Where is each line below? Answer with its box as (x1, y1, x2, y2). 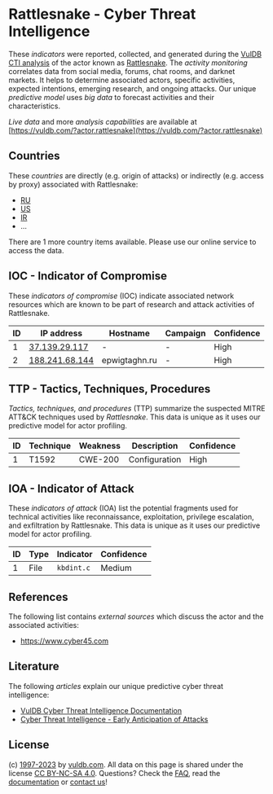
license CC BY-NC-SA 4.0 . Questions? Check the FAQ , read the (8, 768, 221, 778)
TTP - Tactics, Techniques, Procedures (8, 382, 211, 396)
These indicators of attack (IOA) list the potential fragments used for (8, 503, 239, 513)
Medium (100, 563, 132, 574)
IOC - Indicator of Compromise (8, 270, 167, 283)
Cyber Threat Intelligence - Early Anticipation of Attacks (20, 714, 209, 724)
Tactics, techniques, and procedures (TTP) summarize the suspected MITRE (8, 404, 266, 414)
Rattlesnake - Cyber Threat (8, 5, 196, 24)
